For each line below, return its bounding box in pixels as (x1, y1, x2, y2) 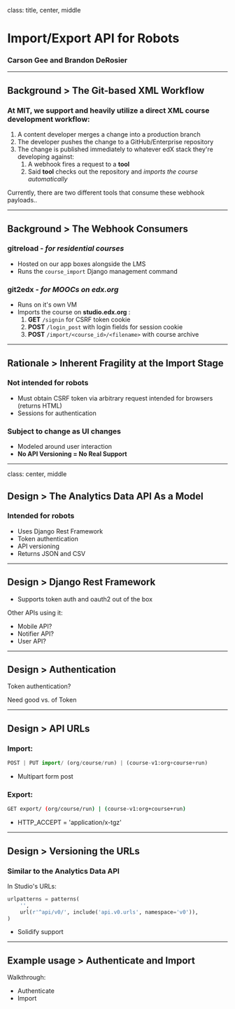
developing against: (17, 153, 75, 161)
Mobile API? (17, 622, 52, 630)
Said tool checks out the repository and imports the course (27, 167, 198, 176)
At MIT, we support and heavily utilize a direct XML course (7, 105, 210, 115)
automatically (27, 175, 68, 183)
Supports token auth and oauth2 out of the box (17, 594, 152, 603)
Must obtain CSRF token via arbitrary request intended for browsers (17, 394, 213, 402)
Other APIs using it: (7, 608, 63, 617)
